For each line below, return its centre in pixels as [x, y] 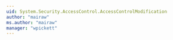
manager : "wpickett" [32, 28]
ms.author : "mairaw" [32, 22]
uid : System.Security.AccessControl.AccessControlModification [87, 11]
